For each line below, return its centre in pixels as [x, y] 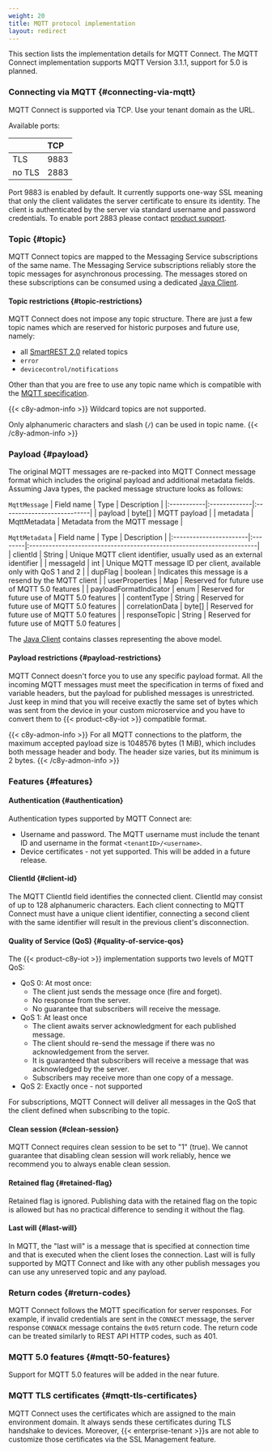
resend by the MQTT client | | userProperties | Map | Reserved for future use [136, 580]
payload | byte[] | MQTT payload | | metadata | [176, 513]
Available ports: [34, 125]
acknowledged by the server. [81, 1069]
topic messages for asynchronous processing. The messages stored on [128, 274]
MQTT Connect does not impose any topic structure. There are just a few [130, 319]
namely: [21, 336]
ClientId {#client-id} [43, 878]
